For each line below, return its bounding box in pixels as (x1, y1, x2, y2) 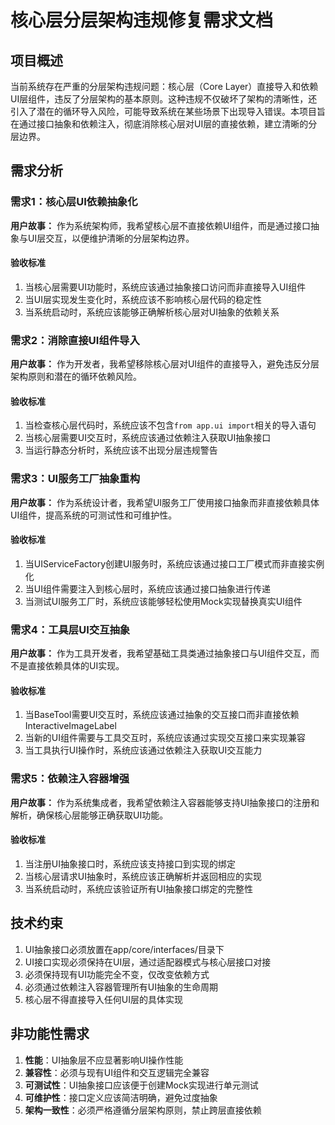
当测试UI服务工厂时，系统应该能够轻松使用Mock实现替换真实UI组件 (24, 595, 303, 607)
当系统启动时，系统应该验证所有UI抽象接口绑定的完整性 (24, 882, 253, 895)
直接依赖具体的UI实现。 (27, 660, 125, 672)
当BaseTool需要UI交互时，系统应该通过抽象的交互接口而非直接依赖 (24, 709, 300, 721)
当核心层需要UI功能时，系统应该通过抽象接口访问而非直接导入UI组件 (24, 281, 307, 293)
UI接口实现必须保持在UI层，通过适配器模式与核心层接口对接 (24, 956, 272, 968)
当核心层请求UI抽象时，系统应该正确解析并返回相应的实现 (24, 870, 262, 882)
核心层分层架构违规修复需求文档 (10, 9, 274, 32)
